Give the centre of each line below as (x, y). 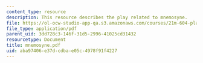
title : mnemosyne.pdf (34, 46)
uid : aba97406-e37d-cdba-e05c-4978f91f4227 (62, 51)
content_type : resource (36, 12)
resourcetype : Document (36, 40)
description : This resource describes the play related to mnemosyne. (97, 17)
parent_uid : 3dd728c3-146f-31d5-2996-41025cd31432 (71, 34)
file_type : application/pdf (42, 28)
